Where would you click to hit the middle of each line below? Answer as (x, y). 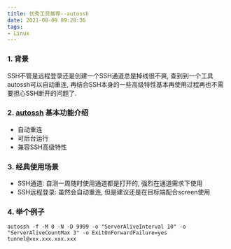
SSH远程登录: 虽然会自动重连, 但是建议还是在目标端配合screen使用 (114, 192)
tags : (15, 27)
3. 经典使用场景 (33, 166)
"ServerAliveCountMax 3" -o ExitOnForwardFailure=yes (87, 233)
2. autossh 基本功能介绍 (48, 113)
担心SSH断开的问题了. (45, 93)
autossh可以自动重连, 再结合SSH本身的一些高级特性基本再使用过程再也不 (113, 84)
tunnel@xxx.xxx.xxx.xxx (42, 239)
